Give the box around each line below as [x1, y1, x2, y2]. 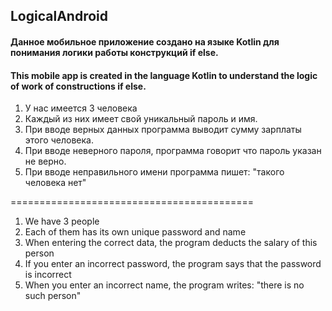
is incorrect [24, 269, 72, 281]
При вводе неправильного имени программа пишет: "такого [24, 166, 285, 178]
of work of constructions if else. [10, 80, 147, 92]
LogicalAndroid [10, 8, 108, 25]
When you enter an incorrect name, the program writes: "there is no [24, 279, 305, 291]
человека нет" [24, 177, 87, 189]
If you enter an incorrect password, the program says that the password [24, 258, 322, 270]
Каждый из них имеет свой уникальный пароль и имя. [24, 113, 258, 125]
